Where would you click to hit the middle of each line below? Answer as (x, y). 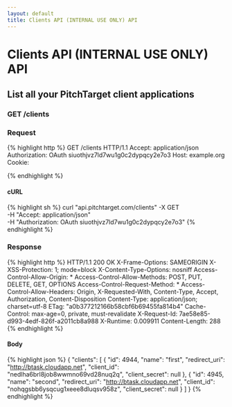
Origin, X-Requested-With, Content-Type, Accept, (148, 291)
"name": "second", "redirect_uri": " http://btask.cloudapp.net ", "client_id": (111, 382)
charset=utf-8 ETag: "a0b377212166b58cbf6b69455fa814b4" (95, 306)
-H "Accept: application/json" (49, 215)
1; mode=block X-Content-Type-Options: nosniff (123, 269)
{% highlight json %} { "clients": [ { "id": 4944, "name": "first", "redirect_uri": (116, 360)
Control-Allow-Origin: (38, 277)
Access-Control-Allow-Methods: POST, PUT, (139, 277)
